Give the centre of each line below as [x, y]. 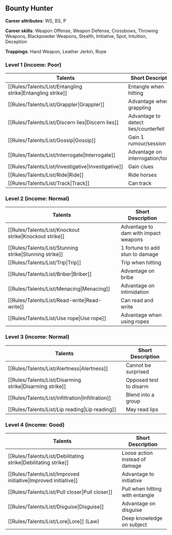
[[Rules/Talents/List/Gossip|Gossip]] [52, 140]
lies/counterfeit [146, 129]
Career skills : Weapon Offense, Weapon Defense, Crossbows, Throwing [82, 31]
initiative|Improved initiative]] [43, 480]
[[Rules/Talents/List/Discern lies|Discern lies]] [63, 122]
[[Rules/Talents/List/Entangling [45, 87]
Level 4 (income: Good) [35, 424]
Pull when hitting [142, 489]
